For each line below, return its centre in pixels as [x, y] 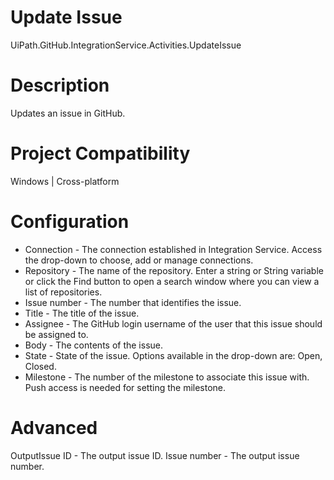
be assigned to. [56, 334]
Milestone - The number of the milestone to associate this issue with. [167, 377]
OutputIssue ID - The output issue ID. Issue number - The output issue [155, 455]
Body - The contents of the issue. [94, 345]
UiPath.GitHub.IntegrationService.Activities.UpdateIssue [126, 45]
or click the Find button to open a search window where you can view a [172, 281]
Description [60, 85]
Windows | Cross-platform [65, 181]
